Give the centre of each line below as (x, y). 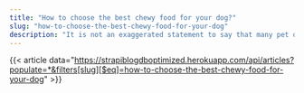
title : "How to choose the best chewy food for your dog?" (123, 18)
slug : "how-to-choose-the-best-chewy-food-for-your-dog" (119, 26)
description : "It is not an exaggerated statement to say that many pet (149, 34)
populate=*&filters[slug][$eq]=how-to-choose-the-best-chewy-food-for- (147, 70)
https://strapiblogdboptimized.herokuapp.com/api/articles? (184, 60)
